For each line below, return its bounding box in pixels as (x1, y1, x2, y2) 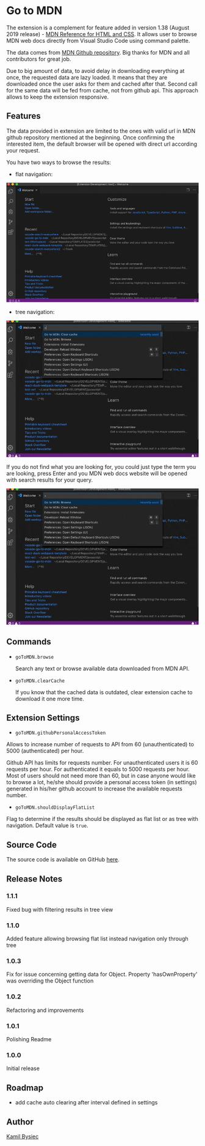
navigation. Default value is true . (6, 822, 88, 830)
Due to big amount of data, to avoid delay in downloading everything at (6, 67, 185, 74)
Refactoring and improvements (6, 1006, 84, 1014)
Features (6, 111, 41, 121)
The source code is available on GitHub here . (6, 856, 120, 863)
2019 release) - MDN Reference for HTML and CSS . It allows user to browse (6, 30, 197, 37)
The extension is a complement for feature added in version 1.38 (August (6, 24, 190, 31)
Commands (6, 637, 52, 647)
